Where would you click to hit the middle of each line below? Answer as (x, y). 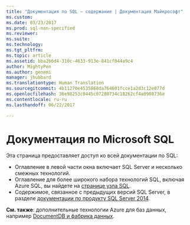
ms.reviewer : (22, 34)
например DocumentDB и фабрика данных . (60, 216)
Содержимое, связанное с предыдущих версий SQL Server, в (92, 192)
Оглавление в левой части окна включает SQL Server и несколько (99, 167)
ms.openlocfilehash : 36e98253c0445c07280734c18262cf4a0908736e (86, 94)
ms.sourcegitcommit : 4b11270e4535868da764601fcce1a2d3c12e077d (86, 89)
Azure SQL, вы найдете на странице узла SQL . (73, 186)
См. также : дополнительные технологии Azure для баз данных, (86, 210)
